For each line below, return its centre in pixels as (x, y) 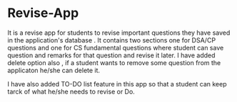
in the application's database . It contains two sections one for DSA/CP (112, 40)
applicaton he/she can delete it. (54, 70)
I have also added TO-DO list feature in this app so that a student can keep (117, 84)
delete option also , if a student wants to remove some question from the (114, 62)
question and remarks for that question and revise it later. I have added (111, 55)
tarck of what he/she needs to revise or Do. (71, 91)
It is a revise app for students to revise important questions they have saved (119, 33)
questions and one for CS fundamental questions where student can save (116, 47)
